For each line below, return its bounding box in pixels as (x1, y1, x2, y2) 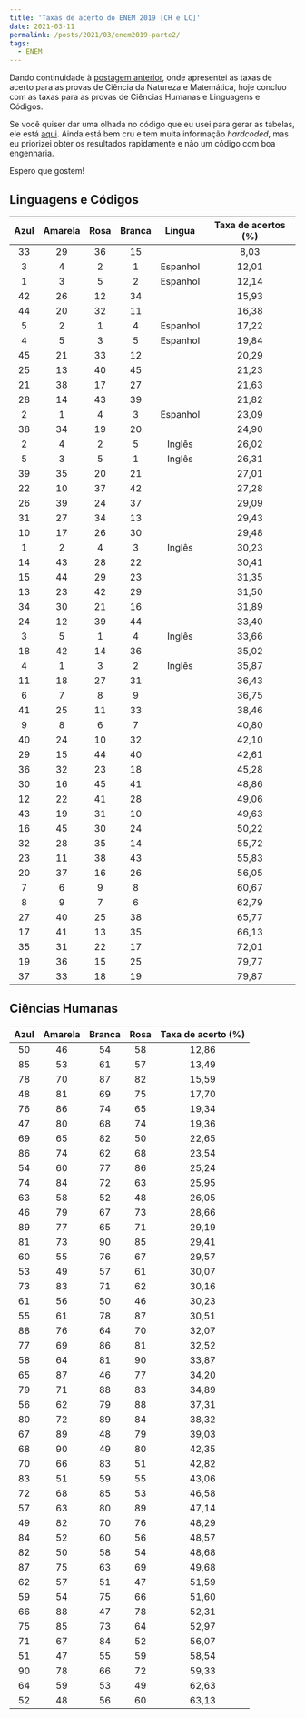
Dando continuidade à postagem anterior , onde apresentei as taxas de (9, 72, 272, 83)
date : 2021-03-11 (9, 22, 75, 31)
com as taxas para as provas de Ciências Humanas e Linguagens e (9, 92, 261, 103)
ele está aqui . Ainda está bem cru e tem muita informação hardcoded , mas (9, 128, 289, 139)
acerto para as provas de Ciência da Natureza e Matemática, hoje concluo (9, 82, 288, 93)
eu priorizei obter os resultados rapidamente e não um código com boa (9, 138, 276, 149)
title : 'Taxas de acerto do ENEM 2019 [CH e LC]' (9, 13, 202, 23)
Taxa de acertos (214, 218, 286, 231)
